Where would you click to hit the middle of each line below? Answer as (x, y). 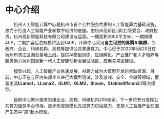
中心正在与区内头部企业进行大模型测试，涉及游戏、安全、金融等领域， (84, 77)
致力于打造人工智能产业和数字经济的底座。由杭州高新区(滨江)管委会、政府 (79, 30)
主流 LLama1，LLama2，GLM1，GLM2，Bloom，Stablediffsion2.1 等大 (80, 83)
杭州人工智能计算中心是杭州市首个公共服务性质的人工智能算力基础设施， (86, 24)
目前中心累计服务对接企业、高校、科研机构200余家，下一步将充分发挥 (84, 100)
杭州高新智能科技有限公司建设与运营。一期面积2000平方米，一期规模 (83, 36)
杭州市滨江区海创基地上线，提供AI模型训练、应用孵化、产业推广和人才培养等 (82, 54)
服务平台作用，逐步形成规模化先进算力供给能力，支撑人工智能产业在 (86, 105)
